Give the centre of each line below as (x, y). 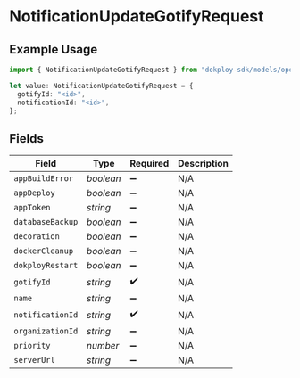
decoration (37, 237)
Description (203, 164)
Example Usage (54, 49)
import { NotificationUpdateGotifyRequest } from (104, 70)
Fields (27, 139)
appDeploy (34, 193)
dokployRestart (46, 266)
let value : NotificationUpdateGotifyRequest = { (101, 86)
